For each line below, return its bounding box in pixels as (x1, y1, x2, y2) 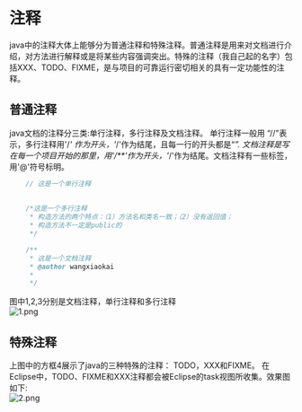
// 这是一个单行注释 (25, 179, 92, 188)
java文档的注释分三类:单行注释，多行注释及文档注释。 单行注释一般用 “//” (9, 127, 280, 138)
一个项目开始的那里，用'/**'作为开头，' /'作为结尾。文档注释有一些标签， (24, 150, 292, 161)
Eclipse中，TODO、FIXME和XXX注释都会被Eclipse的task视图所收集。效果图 (9, 372, 290, 382)
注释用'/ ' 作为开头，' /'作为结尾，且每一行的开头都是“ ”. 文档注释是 (40, 138, 282, 149)
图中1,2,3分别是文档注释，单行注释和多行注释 (9, 296, 177, 307)
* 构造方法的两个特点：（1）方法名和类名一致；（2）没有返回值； (29, 213, 234, 222)
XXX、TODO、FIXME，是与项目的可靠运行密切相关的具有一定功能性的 (16, 62, 277, 73)
